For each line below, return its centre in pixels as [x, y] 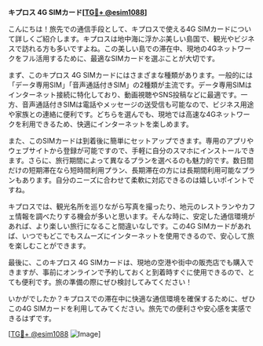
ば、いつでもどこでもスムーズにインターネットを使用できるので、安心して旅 [131, 236]
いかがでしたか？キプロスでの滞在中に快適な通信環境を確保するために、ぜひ [132, 299]
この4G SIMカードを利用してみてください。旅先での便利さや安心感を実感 [126, 308]
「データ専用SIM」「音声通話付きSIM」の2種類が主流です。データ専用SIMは [130, 85]
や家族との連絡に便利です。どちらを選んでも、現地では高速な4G [112, 114]
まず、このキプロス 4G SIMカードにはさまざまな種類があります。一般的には [131, 75]
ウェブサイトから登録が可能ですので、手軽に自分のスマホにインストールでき [131, 151]
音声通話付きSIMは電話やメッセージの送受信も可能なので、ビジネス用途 [138, 104]
